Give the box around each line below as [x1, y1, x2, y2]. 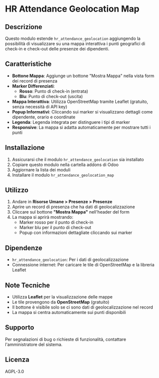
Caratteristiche [5, 60, 52, 68]
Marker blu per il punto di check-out [19, 225, 92, 230]
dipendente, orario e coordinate [12, 114, 76, 120]
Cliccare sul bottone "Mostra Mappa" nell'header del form [12, 209, 130, 215]
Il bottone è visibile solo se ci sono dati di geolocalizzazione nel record [12, 304, 154, 310]
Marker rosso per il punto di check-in [19, 219, 94, 225]
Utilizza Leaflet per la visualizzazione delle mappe [12, 294, 113, 300]
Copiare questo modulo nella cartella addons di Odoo [12, 162, 119, 167]
